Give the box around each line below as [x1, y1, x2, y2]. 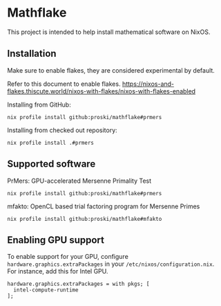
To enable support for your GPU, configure [7, 253, 129, 261]
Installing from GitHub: [7, 100, 71, 109]
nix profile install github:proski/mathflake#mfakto [7, 215, 162, 222]
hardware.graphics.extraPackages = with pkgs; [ [7, 280, 150, 288]
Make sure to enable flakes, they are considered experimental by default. [7, 66, 215, 74]
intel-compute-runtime [13, 287, 79, 294]
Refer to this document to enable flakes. [7, 80, 121, 88]
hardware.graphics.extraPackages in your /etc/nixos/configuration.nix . [7, 260, 215, 268]
